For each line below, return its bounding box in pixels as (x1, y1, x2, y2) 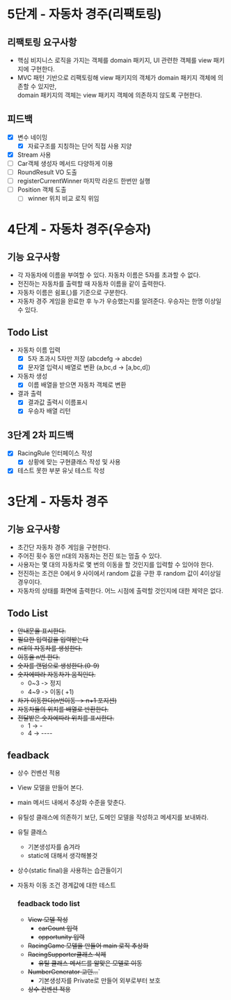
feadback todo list (17, 898, 80, 908)
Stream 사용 (17, 151, 51, 159)
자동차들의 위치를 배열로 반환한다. (17, 705, 109, 714)
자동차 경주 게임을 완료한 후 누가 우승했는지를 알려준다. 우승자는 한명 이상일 (17, 297, 222, 305)
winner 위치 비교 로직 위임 (27, 194, 99, 203)
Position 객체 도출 (17, 185, 67, 194)
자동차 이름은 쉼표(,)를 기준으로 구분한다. (17, 289, 128, 297)
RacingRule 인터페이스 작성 (17, 449, 93, 457)
